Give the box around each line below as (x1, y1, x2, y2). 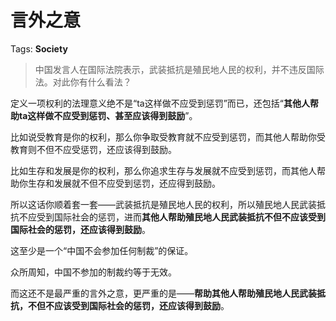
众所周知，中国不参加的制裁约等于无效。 (10, 266, 177, 278)
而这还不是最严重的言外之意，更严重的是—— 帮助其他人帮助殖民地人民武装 (10, 287, 317, 299)
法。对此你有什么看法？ (34, 76, 132, 88)
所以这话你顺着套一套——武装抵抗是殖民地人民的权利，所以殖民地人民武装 (10, 198, 317, 210)
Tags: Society (10, 42, 68, 55)
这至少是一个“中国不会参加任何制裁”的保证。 (10, 244, 194, 256)
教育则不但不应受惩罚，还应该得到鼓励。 (10, 143, 177, 155)
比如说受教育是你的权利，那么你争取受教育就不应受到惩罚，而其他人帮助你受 (10, 131, 326, 143)
